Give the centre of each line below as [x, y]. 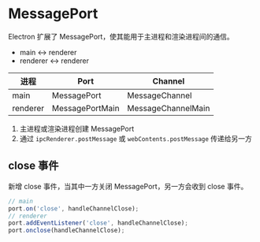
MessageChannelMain [169, 108]
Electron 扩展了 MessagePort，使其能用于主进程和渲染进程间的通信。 [121, 36]
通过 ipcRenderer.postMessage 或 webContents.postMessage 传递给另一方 [136, 138]
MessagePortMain [85, 108]
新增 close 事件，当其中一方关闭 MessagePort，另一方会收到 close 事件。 [128, 186]
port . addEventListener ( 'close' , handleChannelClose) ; [98, 223]
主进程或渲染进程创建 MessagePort [77, 128]
